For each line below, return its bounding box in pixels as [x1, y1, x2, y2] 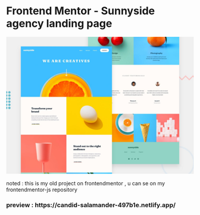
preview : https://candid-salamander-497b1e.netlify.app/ [6, 201, 176, 209]
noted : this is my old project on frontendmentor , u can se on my [6, 180, 165, 187]
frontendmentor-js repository [6, 186, 77, 194]
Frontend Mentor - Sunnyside [6, 4, 155, 18]
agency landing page [6, 17, 112, 30]
